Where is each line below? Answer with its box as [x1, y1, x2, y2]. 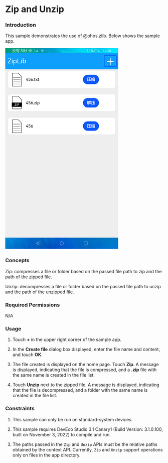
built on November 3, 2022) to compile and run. [12, 431, 111, 437]
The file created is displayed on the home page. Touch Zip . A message [12, 362, 159, 368]
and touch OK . [12, 352, 43, 358]
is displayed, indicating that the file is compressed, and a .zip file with [12, 367, 157, 373]
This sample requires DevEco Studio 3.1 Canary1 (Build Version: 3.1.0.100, [12, 426, 163, 432]
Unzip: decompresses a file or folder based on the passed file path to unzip [5, 283, 161, 289]
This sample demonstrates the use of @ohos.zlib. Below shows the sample [5, 33, 160, 39]
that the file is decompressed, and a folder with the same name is [12, 387, 148, 393]
